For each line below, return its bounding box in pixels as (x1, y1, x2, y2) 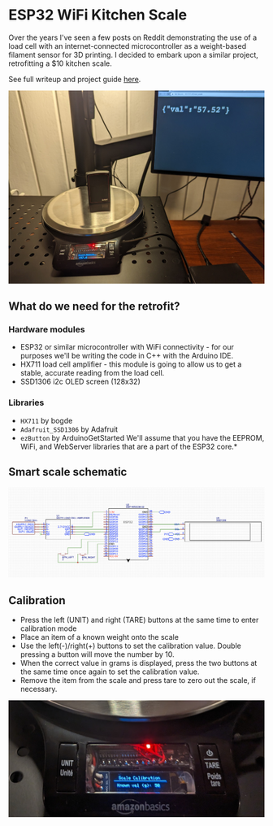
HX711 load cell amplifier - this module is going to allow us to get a (19, 359, 242, 369)
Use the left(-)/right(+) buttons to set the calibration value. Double (19, 641, 241, 651)
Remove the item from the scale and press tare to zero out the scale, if (19, 676, 256, 685)
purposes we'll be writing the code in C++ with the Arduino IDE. (19, 351, 234, 361)
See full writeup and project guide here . (8, 74, 141, 84)
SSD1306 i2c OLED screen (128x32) (19, 376, 141, 387)
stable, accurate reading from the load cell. (19, 368, 165, 378)
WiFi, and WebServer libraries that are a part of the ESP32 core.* (19, 441, 238, 451)
